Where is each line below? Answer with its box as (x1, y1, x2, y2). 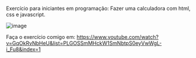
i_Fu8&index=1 (6, 46, 41, 53)
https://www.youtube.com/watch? (76, 34, 159, 40)
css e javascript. (6, 11, 46, 18)
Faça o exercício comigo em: (6, 34, 75, 40)
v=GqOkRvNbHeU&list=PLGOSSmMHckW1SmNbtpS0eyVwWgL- (6, 40, 162, 46)
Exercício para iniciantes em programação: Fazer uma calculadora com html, (6, 5, 191, 12)
